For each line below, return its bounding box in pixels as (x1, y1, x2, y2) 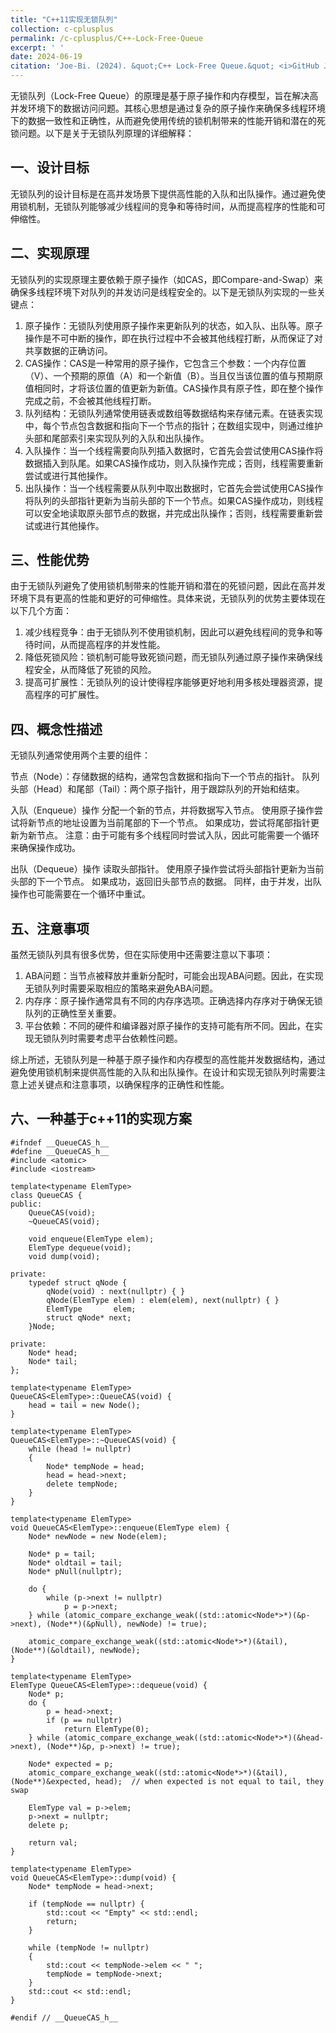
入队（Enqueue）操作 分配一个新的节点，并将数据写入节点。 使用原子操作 (10, 804, 315, 816)
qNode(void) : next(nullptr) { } (46, 1286, 186, 1296)
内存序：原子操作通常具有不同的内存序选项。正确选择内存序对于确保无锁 (24, 995, 323, 1007)
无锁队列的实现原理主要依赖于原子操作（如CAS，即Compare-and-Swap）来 (10, 273, 323, 285)
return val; (28, 1837, 78, 1848)
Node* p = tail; (28, 1549, 97, 1559)
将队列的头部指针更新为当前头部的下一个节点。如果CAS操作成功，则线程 (24, 494, 324, 506)
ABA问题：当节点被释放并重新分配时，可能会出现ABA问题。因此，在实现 (24, 970, 324, 982)
